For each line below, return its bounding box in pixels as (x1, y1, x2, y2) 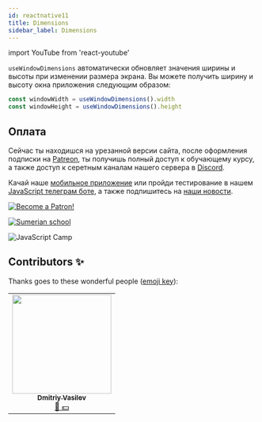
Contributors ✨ (8, 255, 85, 269)
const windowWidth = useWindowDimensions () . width (8, 96, 176, 104)
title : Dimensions (8, 19, 69, 27)
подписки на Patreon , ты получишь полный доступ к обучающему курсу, (8, 154, 255, 163)
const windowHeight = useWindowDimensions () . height (8, 103, 182, 111)
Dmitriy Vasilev (36, 393, 87, 402)
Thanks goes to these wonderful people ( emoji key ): (8, 276, 179, 286)
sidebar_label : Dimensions (8, 26, 97, 34)
